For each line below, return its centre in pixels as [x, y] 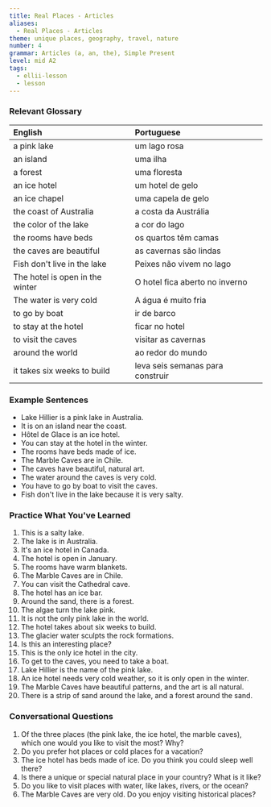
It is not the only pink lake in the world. [85, 618]
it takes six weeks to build [62, 370]
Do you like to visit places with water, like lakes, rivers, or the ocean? [134, 785]
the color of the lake [51, 224]
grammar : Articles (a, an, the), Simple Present [92, 53]
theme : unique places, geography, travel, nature [94, 38]
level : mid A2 [33, 61]
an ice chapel [38, 198]
